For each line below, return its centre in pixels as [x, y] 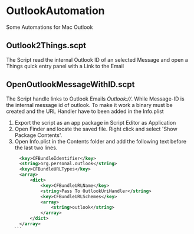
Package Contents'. [38, 135]
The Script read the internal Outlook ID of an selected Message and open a [97, 59]
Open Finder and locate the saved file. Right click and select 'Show [96, 129]
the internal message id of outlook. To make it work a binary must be [89, 105]
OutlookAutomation [55, 11]
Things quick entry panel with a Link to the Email [65, 66]
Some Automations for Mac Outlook [50, 27]
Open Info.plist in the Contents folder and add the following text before [101, 141]
